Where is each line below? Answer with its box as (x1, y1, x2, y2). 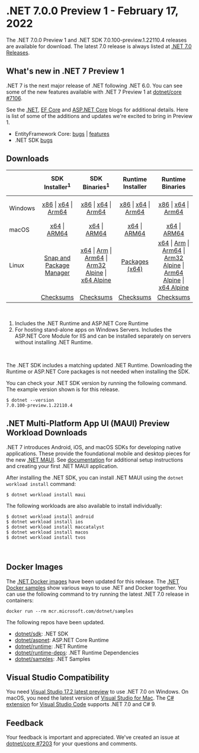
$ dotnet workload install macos (6, 529, 89, 535)
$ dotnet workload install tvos (6, 534, 86, 541)
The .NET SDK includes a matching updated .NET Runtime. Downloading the (6, 361, 192, 368)
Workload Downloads (6, 428, 88, 438)
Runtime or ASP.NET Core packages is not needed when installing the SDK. (6, 368, 191, 375)
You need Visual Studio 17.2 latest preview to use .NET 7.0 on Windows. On (6, 688, 189, 695)
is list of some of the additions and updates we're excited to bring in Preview (6, 112, 192, 119)
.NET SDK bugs (14, 136, 53, 144)
